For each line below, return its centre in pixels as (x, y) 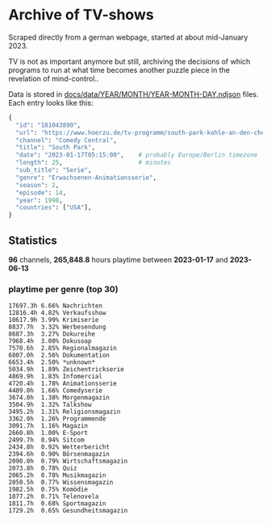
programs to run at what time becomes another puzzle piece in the (119, 69)
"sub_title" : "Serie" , (54, 170)
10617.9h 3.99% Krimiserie (54, 320)
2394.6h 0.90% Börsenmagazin (59, 454)
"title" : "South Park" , (55, 148)
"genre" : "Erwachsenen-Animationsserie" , (86, 178)
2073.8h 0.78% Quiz (43, 469)
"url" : (27, 132)
